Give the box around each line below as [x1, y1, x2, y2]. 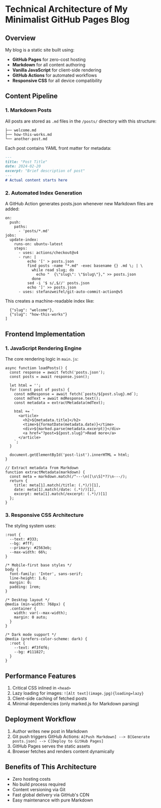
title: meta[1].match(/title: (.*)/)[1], [14, 483, 101, 488]
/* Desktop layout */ [5, 598, 50, 603]
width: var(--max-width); [14, 611, 68, 616]
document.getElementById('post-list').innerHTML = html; [9, 452, 130, 457]
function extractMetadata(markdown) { [5, 470, 85, 475]
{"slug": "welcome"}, [9, 308, 54, 313]
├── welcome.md [5, 127, 37, 132]
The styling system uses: [5, 523, 56, 529]
